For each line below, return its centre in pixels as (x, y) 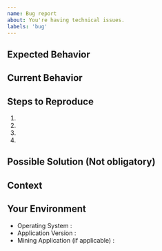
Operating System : (44, 225)
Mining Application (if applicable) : (66, 240)
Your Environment (47, 209)
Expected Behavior (49, 54)
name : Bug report (32, 13)
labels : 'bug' (28, 26)
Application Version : (47, 233)
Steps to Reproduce (51, 101)
